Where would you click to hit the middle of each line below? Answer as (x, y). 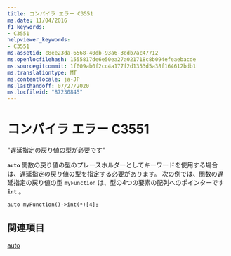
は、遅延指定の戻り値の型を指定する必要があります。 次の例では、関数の (112, 174)
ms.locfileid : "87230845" (45, 92)
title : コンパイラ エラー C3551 (50, 14)
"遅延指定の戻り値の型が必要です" (57, 150)
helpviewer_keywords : (39, 40)
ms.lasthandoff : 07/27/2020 (48, 86)
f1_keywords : (26, 27)
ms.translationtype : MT (42, 72)
